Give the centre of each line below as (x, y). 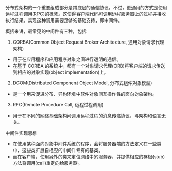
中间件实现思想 (21, 133)
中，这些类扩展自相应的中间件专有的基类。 (58, 150)
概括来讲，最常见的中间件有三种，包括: (47, 31)
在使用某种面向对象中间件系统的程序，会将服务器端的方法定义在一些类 (87, 144)
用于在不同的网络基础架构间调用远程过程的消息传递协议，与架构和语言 (87, 116)
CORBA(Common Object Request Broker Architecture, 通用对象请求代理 (88, 42)
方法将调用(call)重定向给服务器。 (47, 163)
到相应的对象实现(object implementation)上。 (61, 72)
